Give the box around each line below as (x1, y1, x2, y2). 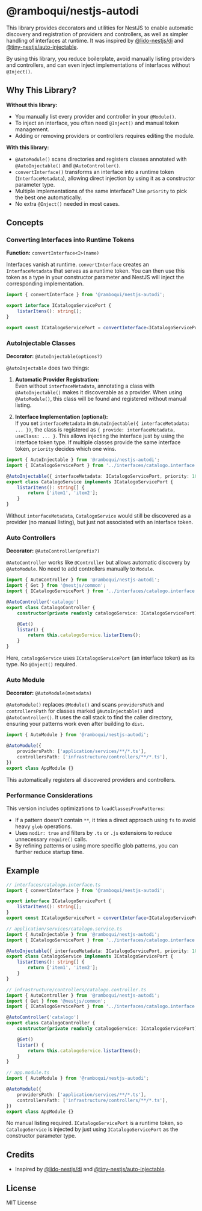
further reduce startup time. (14, 848, 84, 855)
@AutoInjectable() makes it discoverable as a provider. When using (14, 389, 183, 396)
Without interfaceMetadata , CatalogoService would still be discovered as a (6, 512, 191, 519)
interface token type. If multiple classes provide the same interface (14, 439, 182, 446)
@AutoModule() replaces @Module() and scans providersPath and (6, 701, 164, 708)
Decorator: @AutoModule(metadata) (6, 689, 92, 696)
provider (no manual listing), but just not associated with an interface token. (6, 519, 194, 526)
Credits (6, 1150, 35, 1160)
